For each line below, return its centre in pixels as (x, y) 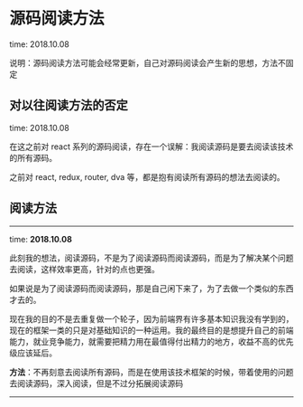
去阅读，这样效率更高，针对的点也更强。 (84, 269)
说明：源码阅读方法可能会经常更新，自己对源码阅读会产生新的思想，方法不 (147, 62)
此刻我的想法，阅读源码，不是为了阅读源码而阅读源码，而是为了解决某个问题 (151, 258)
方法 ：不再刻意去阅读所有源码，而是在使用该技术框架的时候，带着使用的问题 (151, 372)
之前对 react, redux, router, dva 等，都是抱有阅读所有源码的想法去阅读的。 (147, 176)
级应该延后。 (33, 353)
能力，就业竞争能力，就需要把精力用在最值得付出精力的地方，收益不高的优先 (151, 341)
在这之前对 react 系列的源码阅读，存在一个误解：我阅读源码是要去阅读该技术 (151, 147)
